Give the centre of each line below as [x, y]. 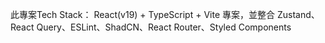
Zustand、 [298, 14]
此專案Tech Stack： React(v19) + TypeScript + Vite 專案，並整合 [142, 14]
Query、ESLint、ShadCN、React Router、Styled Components [164, 27]
